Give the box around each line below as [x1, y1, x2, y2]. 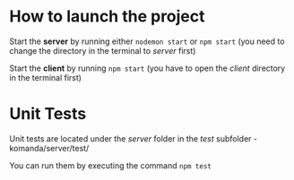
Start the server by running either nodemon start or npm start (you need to [9, 36, 285, 47]
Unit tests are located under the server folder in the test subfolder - [9, 133, 258, 144]
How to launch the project [9, 6, 205, 27]
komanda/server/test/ [9, 142, 90, 153]
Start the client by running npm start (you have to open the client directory [9, 63, 286, 73]
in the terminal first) [9, 72, 82, 82]
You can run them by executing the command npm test [9, 159, 212, 171]
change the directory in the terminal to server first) [9, 45, 196, 56]
